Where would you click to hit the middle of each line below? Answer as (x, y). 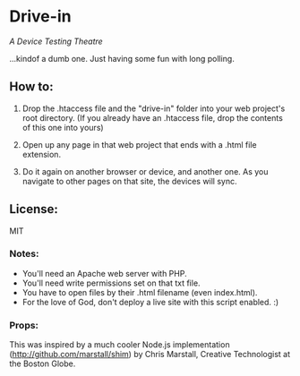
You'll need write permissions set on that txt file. (111, 283)
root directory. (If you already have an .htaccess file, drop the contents (153, 117)
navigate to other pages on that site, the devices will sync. (129, 181)
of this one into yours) (63, 127)
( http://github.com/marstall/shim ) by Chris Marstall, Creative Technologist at (150, 355)
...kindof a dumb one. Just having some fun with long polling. (122, 58)
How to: (31, 87)
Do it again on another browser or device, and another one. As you (145, 171)
